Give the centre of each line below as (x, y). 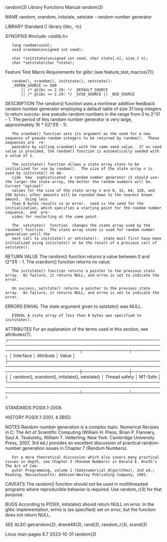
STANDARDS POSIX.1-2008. (34, 408)
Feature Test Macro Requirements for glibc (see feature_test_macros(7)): (80, 72)
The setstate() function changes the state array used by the (81, 225)
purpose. (14, 495)
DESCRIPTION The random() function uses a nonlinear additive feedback (80, 103)
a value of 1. (20, 156)
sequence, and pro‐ (28, 212)
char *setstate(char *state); (43, 63)
